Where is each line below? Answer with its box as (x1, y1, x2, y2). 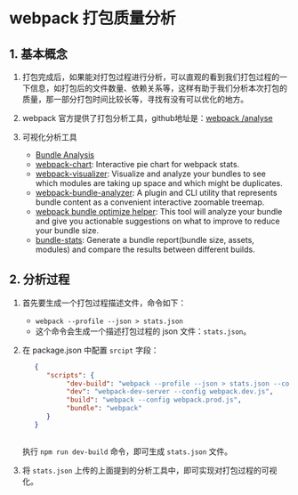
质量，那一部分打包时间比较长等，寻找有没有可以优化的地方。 (21, 94, 249, 104)
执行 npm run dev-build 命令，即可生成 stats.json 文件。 (21, 446, 233, 457)
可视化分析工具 (21, 132, 77, 142)
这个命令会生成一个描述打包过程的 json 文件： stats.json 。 (35, 326, 252, 337)
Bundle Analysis (35, 150, 95, 160)
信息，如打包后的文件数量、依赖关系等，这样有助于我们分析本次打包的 (29, 83, 287, 93)
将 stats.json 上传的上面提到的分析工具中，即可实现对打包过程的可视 (21, 465, 278, 475)
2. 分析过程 (9, 272, 70, 288)
